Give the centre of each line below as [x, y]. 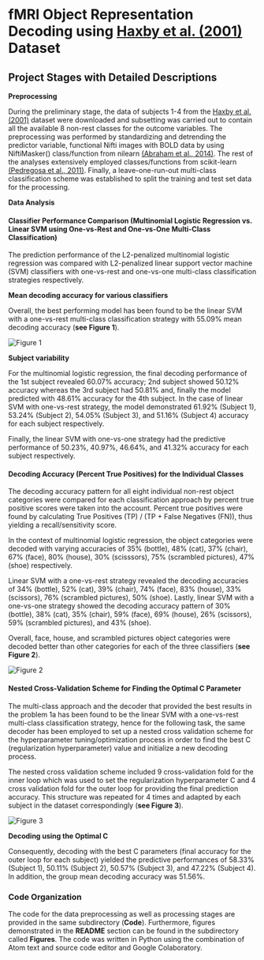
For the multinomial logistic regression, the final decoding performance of [128, 374]
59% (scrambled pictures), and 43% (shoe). [80, 623]
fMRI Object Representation [101, 15]
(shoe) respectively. [41, 566]
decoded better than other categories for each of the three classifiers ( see [129, 646]
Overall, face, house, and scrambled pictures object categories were [119, 638]
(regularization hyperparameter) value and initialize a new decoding [118, 747]
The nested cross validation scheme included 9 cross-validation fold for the [131, 771]
